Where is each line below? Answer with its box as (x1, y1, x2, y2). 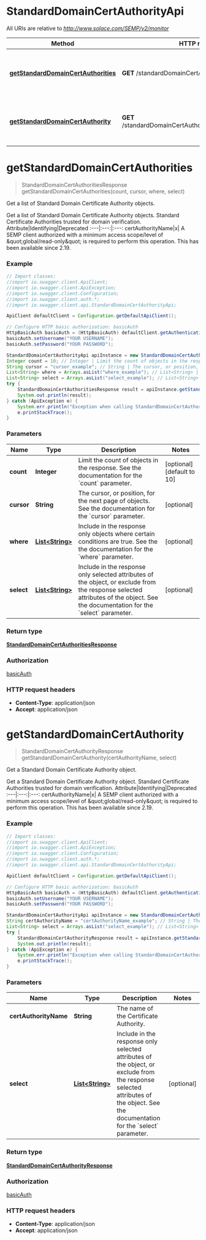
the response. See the (78, 463, 142, 472)
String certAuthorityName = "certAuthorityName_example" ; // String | (6, 918, 191, 924)
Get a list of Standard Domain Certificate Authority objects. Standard (6, 211, 180, 219)
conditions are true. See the (78, 537, 158, 546)
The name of (116, 1004, 153, 1013)
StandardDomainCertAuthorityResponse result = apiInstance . (17, 935, 174, 941)
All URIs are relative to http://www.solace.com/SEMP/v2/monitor (6, 25, 169, 32)
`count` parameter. (78, 479, 132, 487)
